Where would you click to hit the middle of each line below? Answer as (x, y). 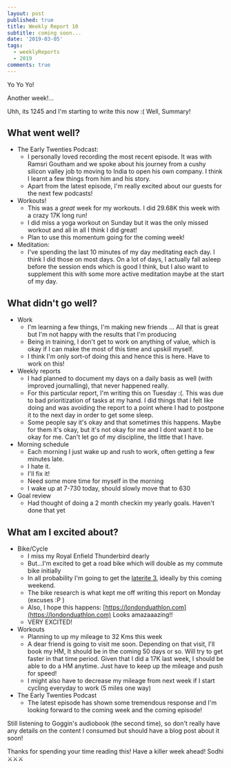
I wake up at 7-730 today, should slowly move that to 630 (109, 489)
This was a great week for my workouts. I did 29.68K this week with (124, 208)
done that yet (46, 511)
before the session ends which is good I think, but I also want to (118, 267)
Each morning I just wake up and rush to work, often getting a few (121, 452)
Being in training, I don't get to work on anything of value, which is (121, 342)
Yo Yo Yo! (21, 84)
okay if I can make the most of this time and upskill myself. (111, 349)
